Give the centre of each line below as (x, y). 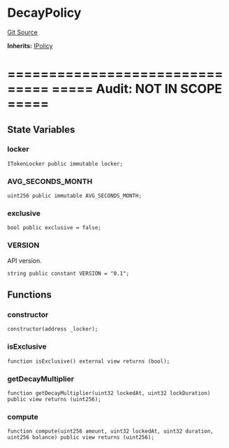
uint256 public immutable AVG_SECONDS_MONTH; (74, 196)
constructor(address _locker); (53, 329)
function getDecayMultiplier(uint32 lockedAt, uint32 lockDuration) (109, 393)
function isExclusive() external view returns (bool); (89, 361)
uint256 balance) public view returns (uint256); (81, 438)
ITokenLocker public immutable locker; (65, 164)
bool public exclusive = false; (54, 228)
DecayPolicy (44, 13)
